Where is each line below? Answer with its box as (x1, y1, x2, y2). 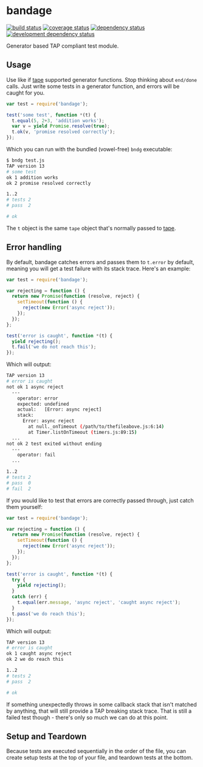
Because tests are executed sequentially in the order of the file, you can (6, 747, 187, 755)
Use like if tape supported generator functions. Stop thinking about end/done (6, 76, 198, 83)
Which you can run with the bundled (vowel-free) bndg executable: (6, 146, 173, 153)
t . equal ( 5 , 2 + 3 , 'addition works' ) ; (12, 117, 105, 124)
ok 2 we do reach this (6, 657, 64, 663)
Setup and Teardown (6, 731, 87, 741)
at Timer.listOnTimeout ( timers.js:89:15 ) (28, 429, 137, 435)
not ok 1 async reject (6, 384, 64, 390)
